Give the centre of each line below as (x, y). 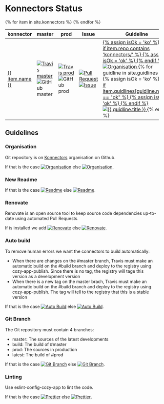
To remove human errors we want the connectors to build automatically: (77, 251)
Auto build (18, 241)
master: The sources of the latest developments (60, 339)
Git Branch (18, 319)
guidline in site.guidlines (130, 73)
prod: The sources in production (44, 349)
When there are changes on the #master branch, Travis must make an (82, 261)
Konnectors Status (44, 9)
